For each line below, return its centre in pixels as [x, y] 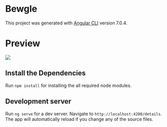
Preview [23, 43]
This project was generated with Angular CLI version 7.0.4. [66, 23]
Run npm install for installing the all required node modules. [69, 85]
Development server [38, 101]
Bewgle [21, 9]
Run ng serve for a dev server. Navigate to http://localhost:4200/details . [84, 114]
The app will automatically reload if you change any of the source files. [79, 119]
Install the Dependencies [46, 73]
